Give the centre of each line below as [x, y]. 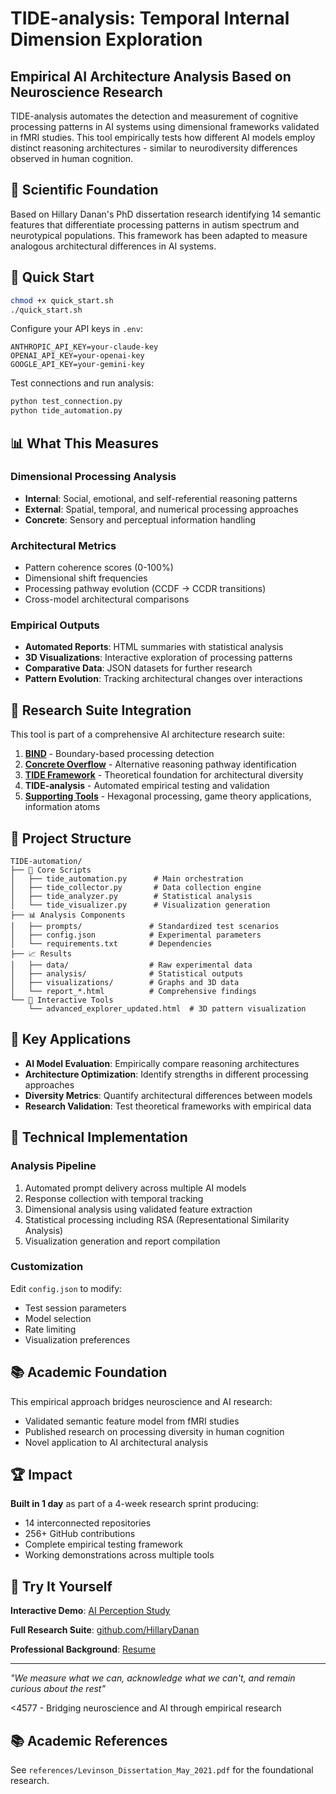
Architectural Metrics [63, 545]
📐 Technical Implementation [99, 1137]
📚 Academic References [89, 1740]
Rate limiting [50, 1329]
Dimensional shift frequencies [86, 578]
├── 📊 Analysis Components [68, 915]
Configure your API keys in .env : [76, 329]
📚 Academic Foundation [89, 1372]
